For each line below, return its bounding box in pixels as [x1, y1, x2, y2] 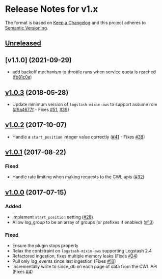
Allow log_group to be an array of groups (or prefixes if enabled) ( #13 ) [12, 220, 154, 225]
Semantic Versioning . [5, 25, 48, 30]
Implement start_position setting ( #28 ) [12, 214, 93, 220]
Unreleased [5, 39, 42, 48]
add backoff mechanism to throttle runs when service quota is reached [12, 69, 156, 75]
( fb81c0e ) [12, 74, 32, 80]
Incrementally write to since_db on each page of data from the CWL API [12, 264, 158, 270]
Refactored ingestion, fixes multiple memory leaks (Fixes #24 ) [12, 253, 138, 259]
